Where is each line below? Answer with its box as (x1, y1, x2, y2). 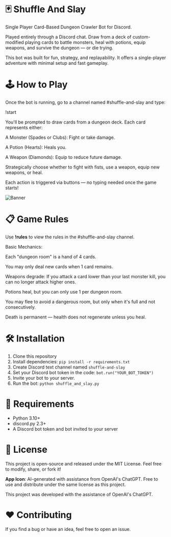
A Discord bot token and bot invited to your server (12, 426, 118, 432)
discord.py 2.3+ (12, 420, 46, 426)
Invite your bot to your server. (12, 375, 75, 381)
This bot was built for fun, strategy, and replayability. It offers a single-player (5, 54, 166, 61)
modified (5, 39, 24, 45)
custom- (132, 34, 151, 40)
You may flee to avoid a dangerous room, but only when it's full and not (5, 299, 156, 305)
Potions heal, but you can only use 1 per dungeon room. (5, 288, 123, 295)
